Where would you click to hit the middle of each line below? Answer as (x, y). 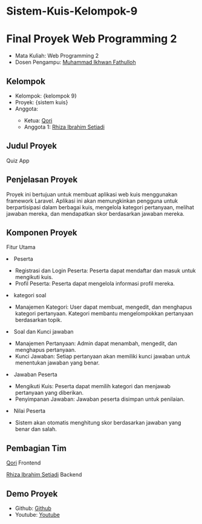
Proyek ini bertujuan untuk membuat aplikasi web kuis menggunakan (92, 194)
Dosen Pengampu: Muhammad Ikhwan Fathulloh (75, 62)
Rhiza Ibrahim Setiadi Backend (44, 475)
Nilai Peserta (30, 411)
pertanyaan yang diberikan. (49, 393)
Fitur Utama (21, 247)
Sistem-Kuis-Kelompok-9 (72, 11)
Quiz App (18, 160)
